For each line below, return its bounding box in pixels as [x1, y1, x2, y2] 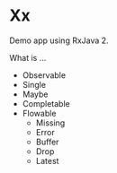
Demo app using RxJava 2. [9, 35, 110, 46]
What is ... [9, 52, 47, 63]
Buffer [35, 136, 59, 147]
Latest [35, 155, 59, 166]
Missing [35, 117, 66, 128]
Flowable [22, 108, 57, 118]
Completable [22, 98, 70, 108]
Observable [22, 69, 66, 81]
